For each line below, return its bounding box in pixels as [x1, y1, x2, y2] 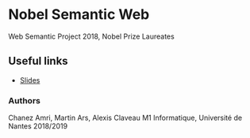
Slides [19, 75, 40, 84]
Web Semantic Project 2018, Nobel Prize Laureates [8, 32, 175, 41]
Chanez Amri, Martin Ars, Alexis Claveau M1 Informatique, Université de [8, 113, 243, 123]
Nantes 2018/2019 [8, 121, 68, 131]
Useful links [8, 54, 69, 68]
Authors [8, 95, 41, 106]
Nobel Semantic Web [8, 6, 150, 24]
